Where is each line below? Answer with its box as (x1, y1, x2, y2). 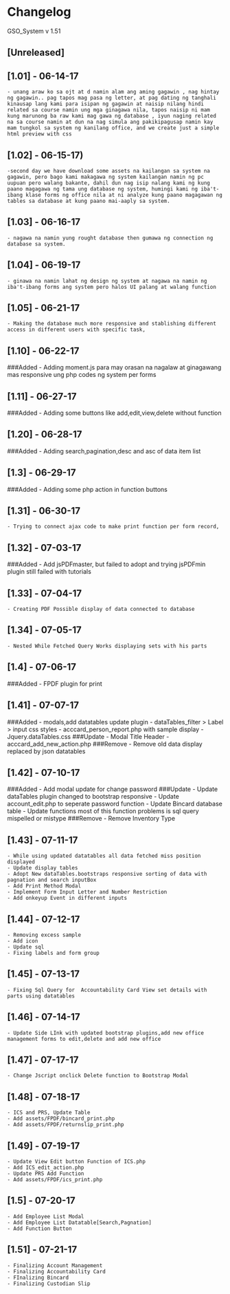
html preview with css (7, 131, 72, 138)
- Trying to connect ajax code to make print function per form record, (7, 524, 220, 530)
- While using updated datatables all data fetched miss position (7, 852, 201, 860)
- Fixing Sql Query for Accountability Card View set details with (7, 986, 207, 993)
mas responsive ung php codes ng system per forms (7, 371, 157, 379)
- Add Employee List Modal (7, 1213, 84, 1220)
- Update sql (7, 943, 45, 950)
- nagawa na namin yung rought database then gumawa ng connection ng (7, 235, 214, 241)
